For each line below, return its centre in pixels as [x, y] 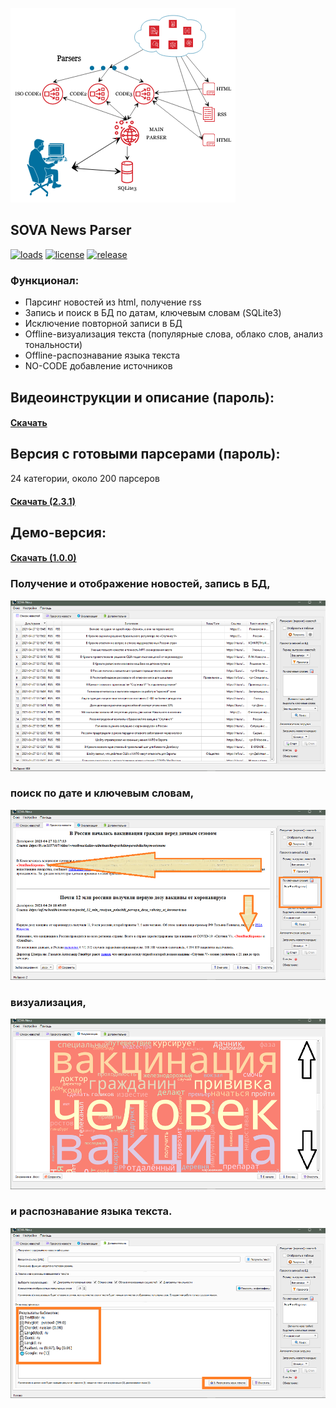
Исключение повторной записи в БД [103, 324]
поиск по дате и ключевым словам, [102, 793]
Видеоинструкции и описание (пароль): [142, 397]
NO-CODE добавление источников [98, 366]
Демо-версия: [58, 532]
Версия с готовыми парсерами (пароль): [145, 454]
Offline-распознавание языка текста [102, 355]
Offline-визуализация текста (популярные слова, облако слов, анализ [173, 334]
